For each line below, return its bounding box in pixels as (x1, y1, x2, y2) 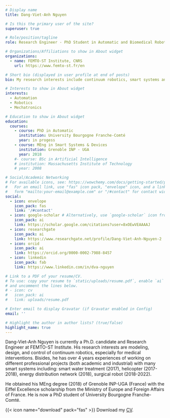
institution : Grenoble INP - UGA (18, 147, 90, 152)
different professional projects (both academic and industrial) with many (5, 360, 156, 366)
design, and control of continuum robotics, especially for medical (5, 350, 141, 356)
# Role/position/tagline (5, 35, 58, 41)
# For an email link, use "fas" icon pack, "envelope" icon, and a (5, 184, 155, 189)
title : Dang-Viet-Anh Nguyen (5, 12, 67, 17)
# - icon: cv (5, 288, 33, 293)
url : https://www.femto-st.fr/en (14, 63, 85, 68)
